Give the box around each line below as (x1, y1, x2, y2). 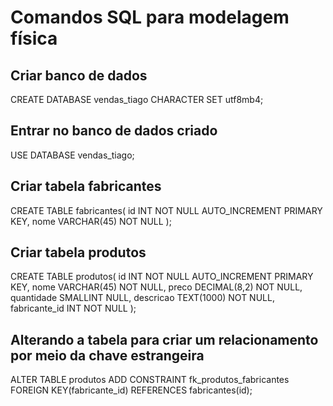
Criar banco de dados (10, 67, 148, 84)
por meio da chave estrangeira (10, 347, 205, 364)
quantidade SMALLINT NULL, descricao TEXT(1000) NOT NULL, (10, 292, 275, 304)
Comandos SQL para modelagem (10, 6, 290, 29)
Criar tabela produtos (10, 244, 147, 261)
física (10, 27, 58, 50)
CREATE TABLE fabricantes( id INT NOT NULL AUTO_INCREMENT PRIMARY (10, 204, 323, 216)
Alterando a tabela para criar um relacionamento (10, 331, 319, 348)
